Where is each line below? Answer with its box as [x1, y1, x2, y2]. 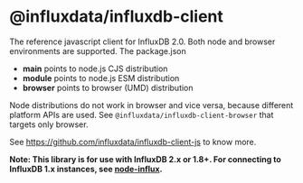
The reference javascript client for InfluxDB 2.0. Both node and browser [9, 36, 276, 47]
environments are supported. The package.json [9, 45, 187, 56]
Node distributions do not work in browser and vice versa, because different [9, 99, 294, 110]
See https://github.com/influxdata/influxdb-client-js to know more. [9, 136, 257, 147]
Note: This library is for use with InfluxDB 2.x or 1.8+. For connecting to [9, 153, 282, 164]
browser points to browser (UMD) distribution [22, 82, 194, 93]
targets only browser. [9, 119, 89, 130]
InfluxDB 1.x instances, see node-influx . [9, 163, 163, 174]
